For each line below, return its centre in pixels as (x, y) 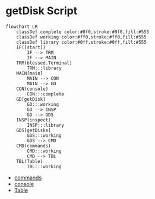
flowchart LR (22, 27)
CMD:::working (44, 151)
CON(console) (32, 89)
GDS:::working (44, 135)
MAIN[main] (30, 73)
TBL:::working (44, 166)
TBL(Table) (30, 161)
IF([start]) (31, 47)
